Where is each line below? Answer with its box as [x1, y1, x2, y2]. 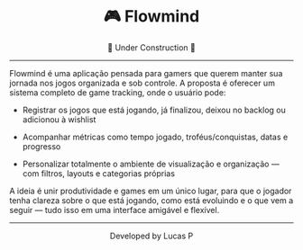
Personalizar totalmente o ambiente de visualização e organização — [22, 158, 280, 169]
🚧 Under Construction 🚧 [107, 41, 196, 53]
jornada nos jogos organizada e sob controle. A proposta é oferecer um [9, 77, 275, 88]
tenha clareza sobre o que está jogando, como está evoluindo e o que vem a [9, 194, 294, 206]
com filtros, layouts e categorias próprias [22, 167, 176, 179]
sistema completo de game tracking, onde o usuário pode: [9, 86, 226, 98]
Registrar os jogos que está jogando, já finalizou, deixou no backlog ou [22, 104, 287, 115]
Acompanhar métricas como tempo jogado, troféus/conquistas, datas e [22, 131, 289, 142]
